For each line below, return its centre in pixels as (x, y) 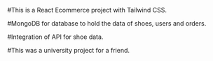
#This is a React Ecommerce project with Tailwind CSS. (87, 10)
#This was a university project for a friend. (69, 50)
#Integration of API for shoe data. (55, 37)
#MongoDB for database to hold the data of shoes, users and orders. (107, 23)
